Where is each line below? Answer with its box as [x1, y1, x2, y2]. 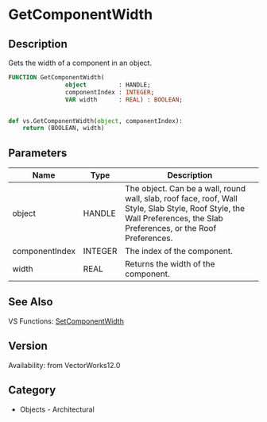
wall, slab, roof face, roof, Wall [125, 193, 238, 204]
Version [8, 340, 48, 353]
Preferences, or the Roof [125, 223, 217, 234]
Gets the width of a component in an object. [8, 58, 153, 67]
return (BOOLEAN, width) [22, 125, 105, 132]
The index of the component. [125, 246, 233, 257]
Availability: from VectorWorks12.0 [8, 360, 121, 370]
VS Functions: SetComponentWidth [8, 316, 125, 326]
